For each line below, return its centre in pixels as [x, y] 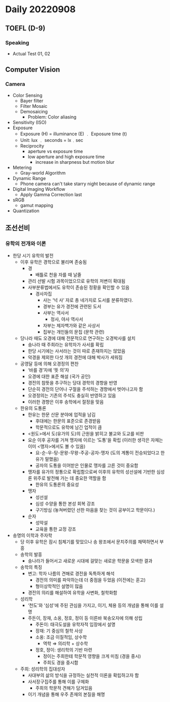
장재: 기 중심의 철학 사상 [59, 631]
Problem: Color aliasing [52, 117]
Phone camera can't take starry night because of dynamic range [88, 184]
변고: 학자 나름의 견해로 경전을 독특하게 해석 [71, 574]
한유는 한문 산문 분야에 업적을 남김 [62, 415]
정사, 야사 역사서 [67, 319]
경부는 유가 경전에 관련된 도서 [72, 307]
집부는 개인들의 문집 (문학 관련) [74, 332]
